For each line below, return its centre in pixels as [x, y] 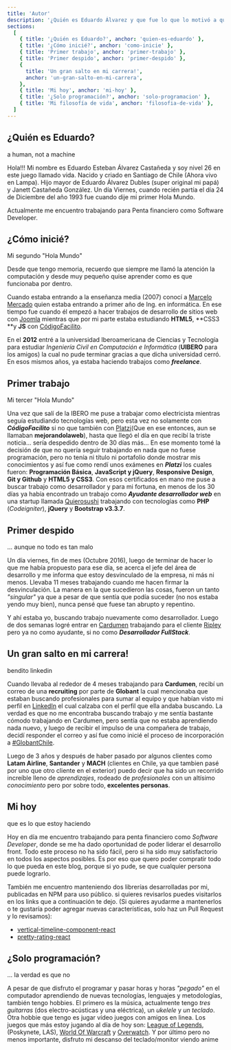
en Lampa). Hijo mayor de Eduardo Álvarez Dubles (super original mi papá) [113, 182]
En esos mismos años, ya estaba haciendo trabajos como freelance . [104, 362]
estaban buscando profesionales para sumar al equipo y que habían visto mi [115, 698]
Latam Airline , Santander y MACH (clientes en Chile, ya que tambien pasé [113, 763]
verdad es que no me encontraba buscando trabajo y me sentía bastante [110, 713]
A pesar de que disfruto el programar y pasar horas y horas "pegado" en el [113, 988]
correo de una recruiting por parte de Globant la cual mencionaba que [108, 691]
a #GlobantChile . [31, 743]
